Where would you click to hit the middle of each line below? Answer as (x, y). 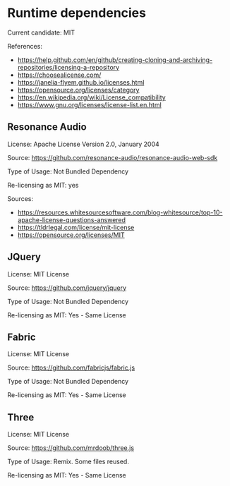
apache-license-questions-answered (71, 219)
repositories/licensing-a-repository (68, 67)
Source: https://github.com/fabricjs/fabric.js (71, 367)
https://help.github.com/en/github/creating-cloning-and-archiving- (115, 60)
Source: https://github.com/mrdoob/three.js (71, 448)
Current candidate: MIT (41, 32)
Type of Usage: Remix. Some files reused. (68, 462)
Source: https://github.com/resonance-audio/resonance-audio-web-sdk (113, 157)
